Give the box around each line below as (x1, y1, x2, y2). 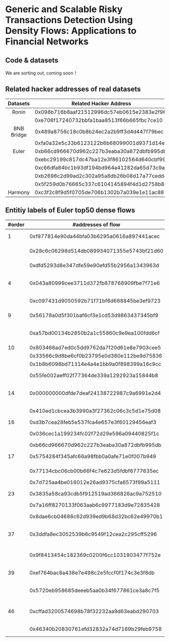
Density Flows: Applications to (5, 25, 137, 36)
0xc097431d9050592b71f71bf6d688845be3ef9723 (29, 297, 161, 304)
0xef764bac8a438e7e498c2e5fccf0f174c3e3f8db (29, 569, 155, 576)
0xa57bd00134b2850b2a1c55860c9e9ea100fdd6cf (29, 329, 160, 336)
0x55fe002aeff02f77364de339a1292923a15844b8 (29, 372, 158, 379)
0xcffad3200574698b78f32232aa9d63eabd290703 (29, 608, 159, 615)
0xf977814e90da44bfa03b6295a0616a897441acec (29, 233, 160, 240)
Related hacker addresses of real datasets (5, 85, 141, 94)
